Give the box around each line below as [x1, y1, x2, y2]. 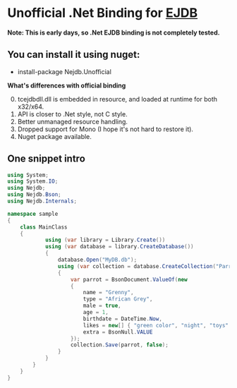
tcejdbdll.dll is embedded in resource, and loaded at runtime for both [17, 95, 217, 103]
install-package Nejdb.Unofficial [17, 67, 111, 75]
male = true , [83, 302, 121, 310]
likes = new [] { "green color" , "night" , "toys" [83, 322, 229, 329]
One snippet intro [7, 153, 86, 165]
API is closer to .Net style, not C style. [17, 109, 128, 118]
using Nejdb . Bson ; [7, 191, 61, 198]
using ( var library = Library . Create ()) [44, 236, 166, 244]
